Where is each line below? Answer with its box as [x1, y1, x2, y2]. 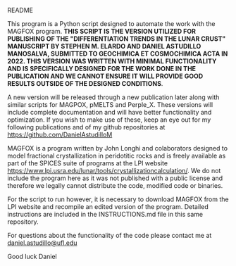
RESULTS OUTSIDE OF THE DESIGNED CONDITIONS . [7, 80, 163, 87]
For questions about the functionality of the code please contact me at [7, 232, 212, 239]
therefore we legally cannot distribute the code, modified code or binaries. [7, 182, 223, 189]
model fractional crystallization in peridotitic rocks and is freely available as [7, 151, 226, 160]
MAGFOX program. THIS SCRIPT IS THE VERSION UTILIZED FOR [7, 27, 196, 35]
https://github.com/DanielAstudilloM [7, 130, 113, 139]
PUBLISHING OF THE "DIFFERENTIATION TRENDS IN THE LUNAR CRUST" [7, 34, 226, 43]
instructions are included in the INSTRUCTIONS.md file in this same [7, 210, 203, 218]
